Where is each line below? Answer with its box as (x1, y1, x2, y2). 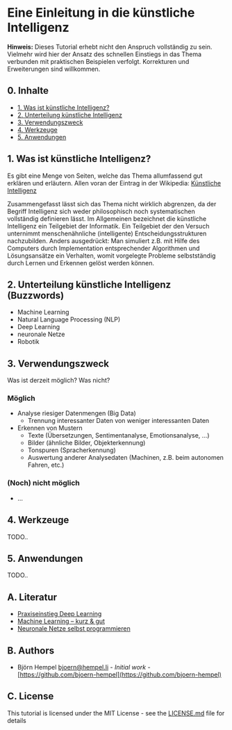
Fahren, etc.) (27, 461, 65, 470)
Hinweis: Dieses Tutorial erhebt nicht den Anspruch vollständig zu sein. (7, 42, 213, 51)
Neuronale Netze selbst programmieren (17, 624, 131, 633)
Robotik (17, 338, 40, 346)
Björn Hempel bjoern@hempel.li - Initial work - (17, 663, 151, 672)
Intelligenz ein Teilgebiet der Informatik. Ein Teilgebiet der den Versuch (7, 222, 210, 230)
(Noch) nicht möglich (7, 478, 80, 488)
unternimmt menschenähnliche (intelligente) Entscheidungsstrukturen (7, 229, 207, 238)
